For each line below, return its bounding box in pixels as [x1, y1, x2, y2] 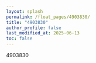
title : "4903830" [6, 19, 49, 25]
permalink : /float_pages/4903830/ [6, 14, 91, 20]
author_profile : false [6, 24, 61, 31]
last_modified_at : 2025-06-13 [6, 30, 80, 36]
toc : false [6, 36, 33, 41]
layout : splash [6, 8, 43, 15]
